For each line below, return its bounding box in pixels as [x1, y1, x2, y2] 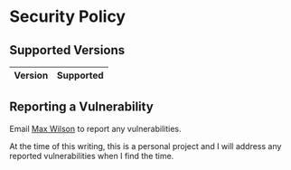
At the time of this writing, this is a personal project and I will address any [9, 140, 282, 151]
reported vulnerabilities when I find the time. [9, 150, 174, 161]
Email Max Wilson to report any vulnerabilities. [9, 123, 183, 134]
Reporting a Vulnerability [9, 99, 154, 115]
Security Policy [9, 6, 127, 27]
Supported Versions [9, 42, 125, 58]
